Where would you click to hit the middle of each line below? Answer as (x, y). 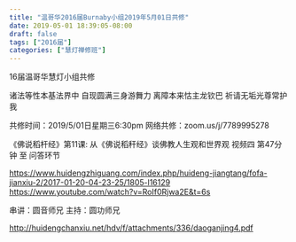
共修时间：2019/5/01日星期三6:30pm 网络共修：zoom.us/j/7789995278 (140, 126)
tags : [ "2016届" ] (41, 42)
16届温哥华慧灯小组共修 (52, 77)
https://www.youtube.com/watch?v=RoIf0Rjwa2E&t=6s (110, 192)
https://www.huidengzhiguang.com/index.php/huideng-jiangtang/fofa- (138, 173)
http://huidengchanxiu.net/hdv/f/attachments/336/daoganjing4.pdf (132, 228)
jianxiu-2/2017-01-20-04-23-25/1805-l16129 (90, 183)
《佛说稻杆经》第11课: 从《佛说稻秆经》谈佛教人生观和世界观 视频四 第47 (142, 144)
